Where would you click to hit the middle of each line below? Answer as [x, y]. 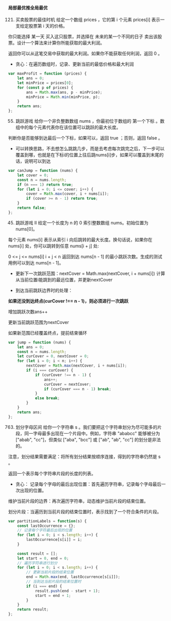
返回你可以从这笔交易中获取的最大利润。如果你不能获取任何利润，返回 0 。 [85, 54]
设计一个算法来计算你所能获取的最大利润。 [60, 43]
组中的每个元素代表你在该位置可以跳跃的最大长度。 [68, 127]
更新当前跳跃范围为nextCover [38, 322]
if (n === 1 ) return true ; [45, 185]
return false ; [32, 208]
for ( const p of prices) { [45, 88]
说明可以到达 [37, 161]
